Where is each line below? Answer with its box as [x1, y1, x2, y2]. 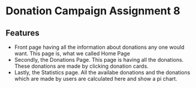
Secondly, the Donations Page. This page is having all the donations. [14, 56, 184, 63]
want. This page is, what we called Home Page [14, 50, 130, 57]
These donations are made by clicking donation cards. [14, 62, 149, 70]
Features [5, 28, 40, 38]
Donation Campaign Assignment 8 [5, 4, 180, 18]
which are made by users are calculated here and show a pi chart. [14, 76, 177, 82]
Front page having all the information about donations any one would [14, 43, 185, 51]
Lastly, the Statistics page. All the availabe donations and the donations [14, 69, 191, 76]
